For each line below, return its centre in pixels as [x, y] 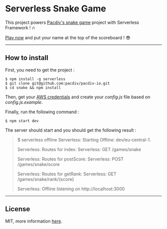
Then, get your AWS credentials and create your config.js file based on [78, 97]
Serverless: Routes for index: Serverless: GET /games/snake [79, 149]
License [18, 209]
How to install [27, 58]
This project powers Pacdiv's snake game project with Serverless [72, 22]
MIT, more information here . [34, 221]
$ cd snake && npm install [33, 87]
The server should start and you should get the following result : [71, 130]
